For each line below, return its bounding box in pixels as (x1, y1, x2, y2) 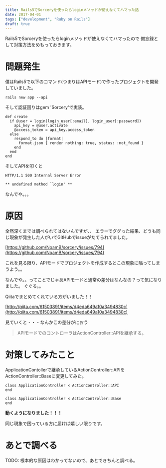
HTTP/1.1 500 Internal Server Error (5, 173, 81, 178)
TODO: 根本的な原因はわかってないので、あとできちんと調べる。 (5, 457, 138, 463)
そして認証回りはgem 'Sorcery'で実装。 (5, 104, 87, 110)
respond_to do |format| (14, 136, 64, 141)
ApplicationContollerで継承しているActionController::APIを (5, 367, 125, 373)
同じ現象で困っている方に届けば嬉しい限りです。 (5, 420, 105, 426)
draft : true (5, 21, 30, 26)
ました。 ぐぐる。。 (5, 283, 44, 289)
